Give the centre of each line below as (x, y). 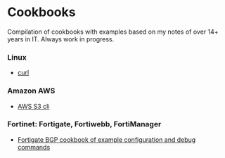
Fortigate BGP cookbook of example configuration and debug (107, 139)
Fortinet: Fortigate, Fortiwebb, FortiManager (84, 124)
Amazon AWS (31, 91)
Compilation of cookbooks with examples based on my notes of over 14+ (113, 32)
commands (34, 147)
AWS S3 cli (33, 106)
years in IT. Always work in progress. (61, 39)
